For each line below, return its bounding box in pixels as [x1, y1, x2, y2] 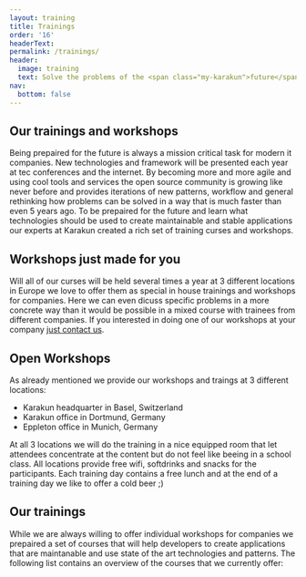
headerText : [9, 38, 55, 48]
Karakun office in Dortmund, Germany [22, 411, 166, 422]
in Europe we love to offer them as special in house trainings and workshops [9, 285, 296, 296]
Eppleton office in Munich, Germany [22, 421, 158, 432]
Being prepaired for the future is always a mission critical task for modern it [9, 148, 292, 159]
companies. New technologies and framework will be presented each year [9, 157, 289, 169]
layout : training [9, 13, 76, 23]
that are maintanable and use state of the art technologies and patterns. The [9, 548, 296, 559]
